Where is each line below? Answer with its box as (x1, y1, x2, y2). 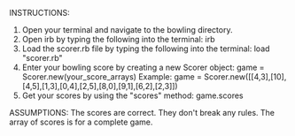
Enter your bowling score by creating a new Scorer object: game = (21, 62, 265, 72)
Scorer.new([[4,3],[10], (203, 72, 287, 82)
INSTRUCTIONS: (9, 8, 70, 18)
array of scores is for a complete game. (9, 117, 153, 127)
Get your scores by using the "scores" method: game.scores (21, 90, 244, 101)
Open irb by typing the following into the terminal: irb (21, 34, 215, 44)
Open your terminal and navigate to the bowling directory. (21, 25, 233, 34)
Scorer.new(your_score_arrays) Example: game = (21, 72, 202, 82)
